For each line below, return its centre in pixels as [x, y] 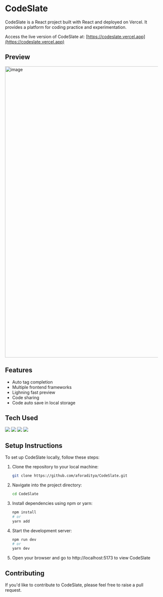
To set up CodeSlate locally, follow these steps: [52, 457]
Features [19, 370]
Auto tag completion [32, 382]
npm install [24, 512]
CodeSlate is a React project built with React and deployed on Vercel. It [76, 22]
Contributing [25, 573]
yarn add [21, 521]
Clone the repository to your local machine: [55, 467]
